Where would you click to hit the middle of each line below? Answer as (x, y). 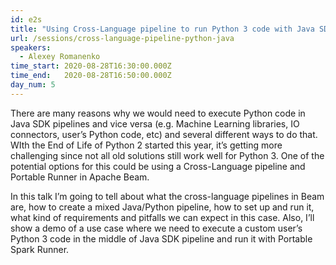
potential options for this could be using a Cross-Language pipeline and (158, 166)
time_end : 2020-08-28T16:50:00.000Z (91, 76)
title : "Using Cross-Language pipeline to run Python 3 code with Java (162, 29)
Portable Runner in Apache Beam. (80, 177)
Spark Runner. (40, 249)
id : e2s (26, 19)
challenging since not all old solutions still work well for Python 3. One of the (167, 155)
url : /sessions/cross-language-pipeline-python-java (122, 38)
